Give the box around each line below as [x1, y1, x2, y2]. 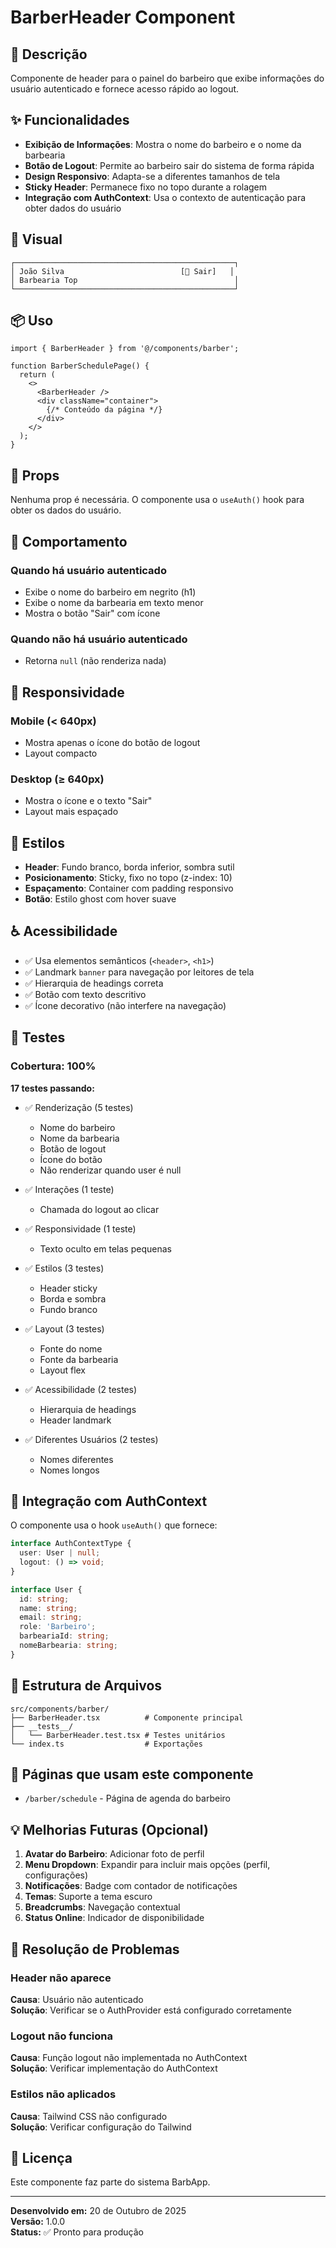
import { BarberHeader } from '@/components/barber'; [10, 344, 240, 354]
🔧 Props [10, 467, 60, 484]
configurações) [24, 1869, 89, 1881]
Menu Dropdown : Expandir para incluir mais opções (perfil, [24, 1859, 271, 1871]
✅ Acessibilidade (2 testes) [24, 1383, 138, 1395]
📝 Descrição [10, 46, 88, 63]
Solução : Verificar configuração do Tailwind [10, 2121, 192, 2133]
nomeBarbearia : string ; [19, 1641, 118, 1651]
